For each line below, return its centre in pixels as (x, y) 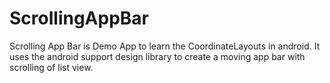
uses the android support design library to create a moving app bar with (157, 56)
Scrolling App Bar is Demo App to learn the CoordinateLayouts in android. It (165, 46)
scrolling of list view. (51, 67)
